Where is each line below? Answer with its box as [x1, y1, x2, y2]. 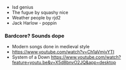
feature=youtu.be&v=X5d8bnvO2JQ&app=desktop [11, 60, 116, 66]
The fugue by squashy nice [11, 9, 68, 15]
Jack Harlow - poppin [11, 20, 57, 26]
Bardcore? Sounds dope [4, 32, 64, 39]
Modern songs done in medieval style [11, 44, 90, 50]
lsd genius [11, 4, 33, 10]
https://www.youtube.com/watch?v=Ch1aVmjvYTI [11, 49, 114, 55]
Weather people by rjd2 [11, 15, 61, 20]
